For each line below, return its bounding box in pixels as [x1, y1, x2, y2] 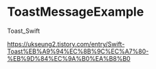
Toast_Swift [7, 27, 40, 35]
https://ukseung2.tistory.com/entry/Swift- [7, 40, 125, 48]
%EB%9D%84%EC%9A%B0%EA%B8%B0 [7, 54, 131, 62]
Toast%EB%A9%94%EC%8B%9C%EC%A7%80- [7, 47, 149, 55]
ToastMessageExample [7, 4, 144, 20]
